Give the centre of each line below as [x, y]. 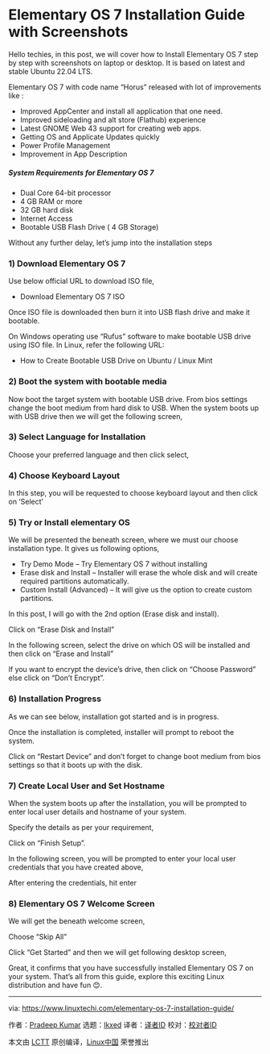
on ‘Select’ [26, 502]
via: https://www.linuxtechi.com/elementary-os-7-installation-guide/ [121, 1008]
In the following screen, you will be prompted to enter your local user [122, 858]
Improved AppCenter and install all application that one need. [121, 111]
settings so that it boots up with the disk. [76, 765]
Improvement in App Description [74, 154]
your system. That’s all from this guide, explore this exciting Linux [117, 977]
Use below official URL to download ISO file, [82, 281]
